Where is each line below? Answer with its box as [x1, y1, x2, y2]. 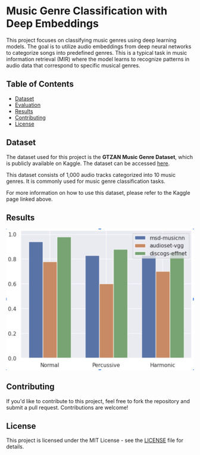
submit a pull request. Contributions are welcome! [6, 404, 129, 411]
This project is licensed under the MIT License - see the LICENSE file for [6, 437, 183, 444]
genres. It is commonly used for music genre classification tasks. [6, 177, 165, 185]
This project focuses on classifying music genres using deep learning [6, 36, 177, 43]
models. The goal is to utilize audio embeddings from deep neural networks [6, 43, 192, 50]
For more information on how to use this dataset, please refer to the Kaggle [6, 189, 190, 196]
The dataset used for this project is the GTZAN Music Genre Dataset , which [6, 153, 193, 160]
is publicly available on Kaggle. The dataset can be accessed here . [6, 160, 170, 167]
